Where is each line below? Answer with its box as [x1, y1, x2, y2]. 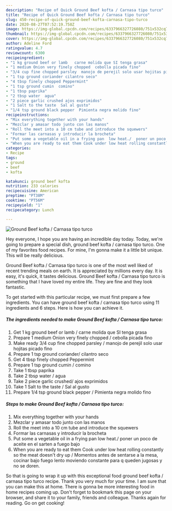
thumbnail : [6, 31, 29, 36]
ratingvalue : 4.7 [6, 46, 43, 51]
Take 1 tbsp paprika [13, 367, 55, 374]
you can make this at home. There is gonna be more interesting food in [6, 484, 155, 490]
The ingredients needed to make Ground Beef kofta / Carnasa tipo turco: [6, 316, 163, 323]
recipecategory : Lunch [6, 207, 54, 213]
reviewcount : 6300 [6, 50, 45, 55]
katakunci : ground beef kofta [6, 179, 70, 184]
